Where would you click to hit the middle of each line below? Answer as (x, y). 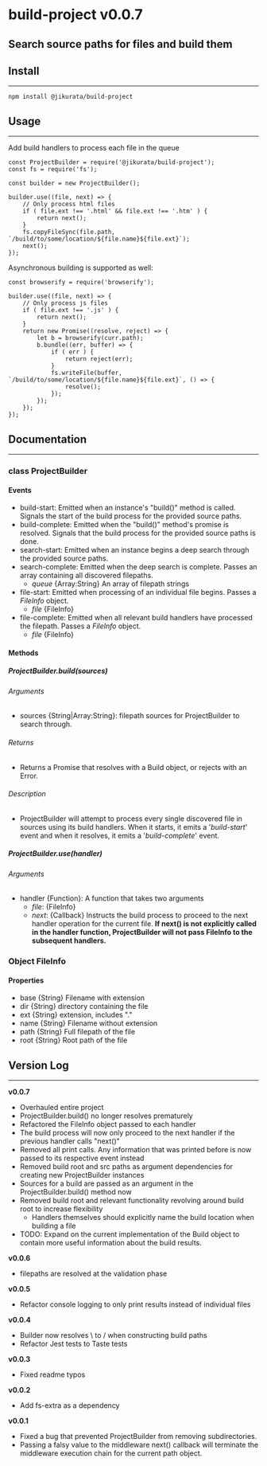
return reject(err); (99, 359)
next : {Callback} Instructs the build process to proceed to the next (140, 915)
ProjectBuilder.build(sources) (58, 671)
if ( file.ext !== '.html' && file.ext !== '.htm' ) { (115, 211)
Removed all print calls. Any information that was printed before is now (135, 1150)
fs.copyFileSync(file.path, (69, 233)
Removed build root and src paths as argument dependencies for (126, 1167)
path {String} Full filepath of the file (77, 1032)
